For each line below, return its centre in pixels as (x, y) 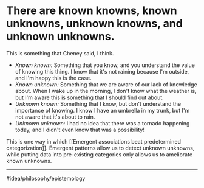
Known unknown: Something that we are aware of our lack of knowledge (106, 84)
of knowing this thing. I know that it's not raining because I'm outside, (102, 71)
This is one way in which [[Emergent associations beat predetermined (93, 141)
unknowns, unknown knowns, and (95, 23)
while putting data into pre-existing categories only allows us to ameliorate (100, 154)
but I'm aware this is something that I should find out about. (89, 97)
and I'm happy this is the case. (53, 78)
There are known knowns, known (92, 11)
